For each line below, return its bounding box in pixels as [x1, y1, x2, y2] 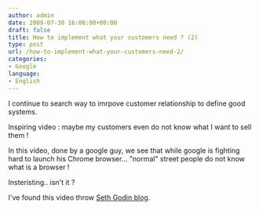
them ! [8, 130, 29, 139]
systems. [8, 107, 38, 116]
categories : [8, 56, 47, 63]
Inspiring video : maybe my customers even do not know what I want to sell [8, 122, 252, 132]
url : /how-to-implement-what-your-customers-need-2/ [8, 48, 184, 56]
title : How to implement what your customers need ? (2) [8, 33, 199, 42]
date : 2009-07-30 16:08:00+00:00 [8, 19, 118, 27]
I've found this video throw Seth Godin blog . [8, 193, 151, 202]
